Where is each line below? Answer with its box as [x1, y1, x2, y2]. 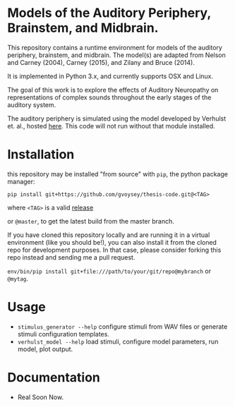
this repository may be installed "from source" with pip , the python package [7, 169, 228, 178]
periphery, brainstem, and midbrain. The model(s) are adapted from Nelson [7, 51, 226, 59]
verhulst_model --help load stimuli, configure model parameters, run [17, 337, 219, 346]
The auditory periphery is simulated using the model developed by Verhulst [7, 114, 227, 123]
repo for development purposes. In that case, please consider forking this [7, 245, 222, 254]
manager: [7, 177, 35, 186]
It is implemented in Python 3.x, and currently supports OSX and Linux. [7, 72, 214, 80]
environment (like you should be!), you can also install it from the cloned [7, 238, 217, 246]
